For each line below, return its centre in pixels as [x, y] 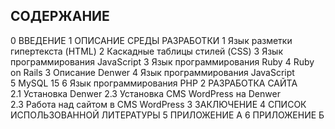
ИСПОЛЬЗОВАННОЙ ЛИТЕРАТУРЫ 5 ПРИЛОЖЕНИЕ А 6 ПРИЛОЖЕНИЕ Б [167, 115]
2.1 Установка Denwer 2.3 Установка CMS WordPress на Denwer [145, 93]
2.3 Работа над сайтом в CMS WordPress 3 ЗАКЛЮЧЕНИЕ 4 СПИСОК [158, 104]
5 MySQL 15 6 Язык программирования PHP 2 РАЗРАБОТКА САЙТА [154, 83]
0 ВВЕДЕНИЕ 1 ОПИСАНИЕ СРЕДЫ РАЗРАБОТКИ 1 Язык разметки [151, 40]
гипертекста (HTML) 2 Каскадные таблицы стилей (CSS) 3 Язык [147, 51]
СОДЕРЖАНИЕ [60, 16]
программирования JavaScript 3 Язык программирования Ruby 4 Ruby [162, 61]
